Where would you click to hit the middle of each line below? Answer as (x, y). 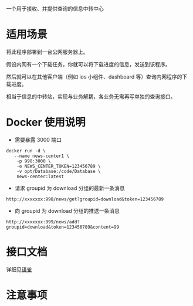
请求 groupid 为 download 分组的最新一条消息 (70, 188)
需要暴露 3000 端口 (38, 140)
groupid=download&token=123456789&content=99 (62, 227)
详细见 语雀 (19, 269)
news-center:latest (40, 176)
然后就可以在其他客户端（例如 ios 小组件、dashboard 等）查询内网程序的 (94, 76)
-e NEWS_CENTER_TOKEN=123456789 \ (59, 166)
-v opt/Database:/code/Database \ (59, 171)
